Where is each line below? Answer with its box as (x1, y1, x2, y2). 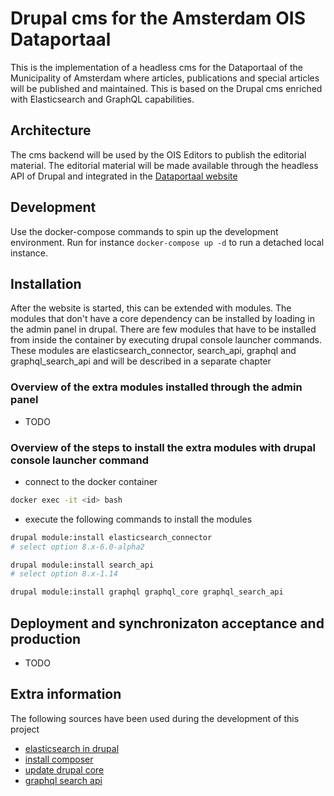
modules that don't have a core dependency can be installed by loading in (10, 313, 316, 325)
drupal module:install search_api (10, 560, 155, 570)
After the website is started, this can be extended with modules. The (10, 302, 292, 314)
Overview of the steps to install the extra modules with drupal (10, 440, 316, 454)
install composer (24, 753, 94, 765)
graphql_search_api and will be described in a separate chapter (10, 355, 272, 367)
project (10, 723, 40, 735)
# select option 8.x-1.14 (10, 569, 118, 579)
